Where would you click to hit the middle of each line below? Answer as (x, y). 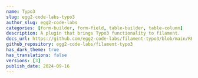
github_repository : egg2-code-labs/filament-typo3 (70, 45)
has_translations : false (37, 55)
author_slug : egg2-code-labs (42, 22)
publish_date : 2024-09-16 (38, 66)
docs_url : (18, 39)
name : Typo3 (21, 11)
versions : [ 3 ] (24, 60)
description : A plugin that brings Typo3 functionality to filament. (93, 33)
